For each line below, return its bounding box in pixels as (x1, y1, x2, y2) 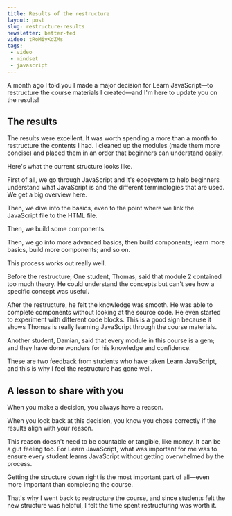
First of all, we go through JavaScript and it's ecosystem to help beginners (7, 176, 220, 184)
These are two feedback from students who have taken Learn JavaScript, (7, 357, 217, 365)
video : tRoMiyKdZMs (7, 36, 64, 43)
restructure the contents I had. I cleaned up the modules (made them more (7, 142, 220, 150)
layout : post (7, 17, 45, 24)
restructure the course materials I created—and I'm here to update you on (7, 88, 218, 97)
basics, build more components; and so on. (7, 246, 131, 254)
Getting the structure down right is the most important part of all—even (7, 473, 210, 481)
